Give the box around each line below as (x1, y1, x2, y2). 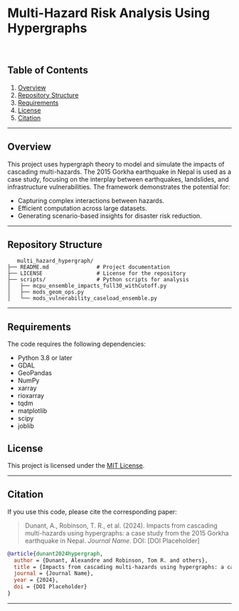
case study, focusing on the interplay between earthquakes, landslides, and (7, 174, 229, 183)
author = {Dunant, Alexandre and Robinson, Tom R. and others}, (14, 557, 208, 564)
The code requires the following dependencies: (7, 340, 146, 348)
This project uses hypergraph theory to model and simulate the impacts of (7, 160, 225, 168)
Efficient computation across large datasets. (17, 204, 147, 212)
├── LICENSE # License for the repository (7, 270, 186, 277)
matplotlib (17, 407, 48, 415)
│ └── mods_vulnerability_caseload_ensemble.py (7, 295, 158, 302)
